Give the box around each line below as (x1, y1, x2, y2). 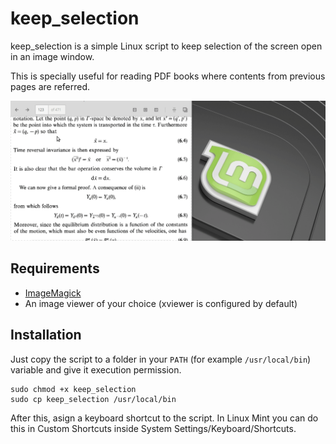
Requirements (10, 260, 100, 277)
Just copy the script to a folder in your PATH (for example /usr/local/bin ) (10, 353, 312, 365)
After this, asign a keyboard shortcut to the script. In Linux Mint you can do (10, 412, 319, 424)
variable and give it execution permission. (10, 363, 182, 376)
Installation (10, 327, 82, 344)
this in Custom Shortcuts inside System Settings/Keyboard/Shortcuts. (10, 422, 297, 434)
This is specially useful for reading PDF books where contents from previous (10, 70, 326, 82)
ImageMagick (24, 287, 82, 299)
